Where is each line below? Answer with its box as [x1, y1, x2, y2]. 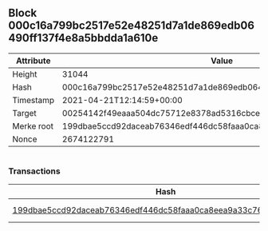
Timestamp [12, 94, 55, 106]
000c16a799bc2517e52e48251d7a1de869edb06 [8, 19, 255, 33]
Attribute [15, 55, 51, 66]
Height [12, 68, 37, 79]
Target [12, 107, 37, 118]
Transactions [8, 165, 61, 177]
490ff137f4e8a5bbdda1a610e [8, 31, 159, 45]
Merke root [12, 120, 54, 131]
